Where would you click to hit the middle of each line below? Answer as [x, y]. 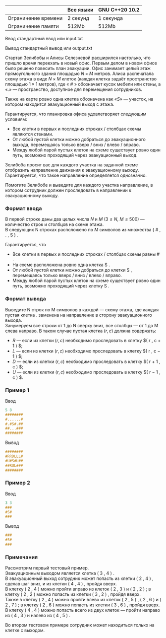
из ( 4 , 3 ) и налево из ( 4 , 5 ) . [38, 616]
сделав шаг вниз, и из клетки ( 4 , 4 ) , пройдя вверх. [61, 584]
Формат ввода [24, 208]
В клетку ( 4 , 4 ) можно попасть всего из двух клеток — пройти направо [83, 610]
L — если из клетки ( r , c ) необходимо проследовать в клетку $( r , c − [86, 351]
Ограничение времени [35, 18]
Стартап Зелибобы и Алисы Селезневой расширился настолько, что [78, 58]
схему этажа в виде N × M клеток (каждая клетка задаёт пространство [81, 79]
